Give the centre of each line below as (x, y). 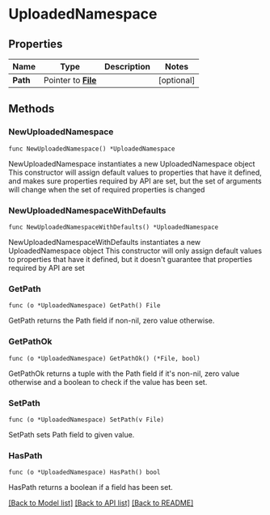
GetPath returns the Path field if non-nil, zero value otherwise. (112, 321)
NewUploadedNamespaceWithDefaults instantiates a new (105, 242)
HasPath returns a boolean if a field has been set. (91, 488)
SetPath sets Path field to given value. (72, 434)
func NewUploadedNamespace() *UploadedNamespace (92, 149)
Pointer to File (70, 80)
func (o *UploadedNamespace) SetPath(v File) (86, 420)
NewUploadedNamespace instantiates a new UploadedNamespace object (132, 163)
